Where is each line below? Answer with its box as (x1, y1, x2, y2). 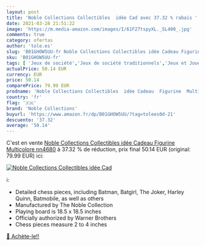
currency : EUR (6, 71, 43, 78)
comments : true (6, 32, 45, 38)
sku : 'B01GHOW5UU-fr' (6, 54, 62, 60)
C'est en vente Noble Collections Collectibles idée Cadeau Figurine (6, 139, 175, 147)
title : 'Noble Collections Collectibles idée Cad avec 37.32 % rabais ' (6, 15, 198, 21)
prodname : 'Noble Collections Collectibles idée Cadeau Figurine (6, 89, 182, 95)
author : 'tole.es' (6, 43, 53, 49)
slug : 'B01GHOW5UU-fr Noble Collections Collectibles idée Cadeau (6, 49, 179, 55)
